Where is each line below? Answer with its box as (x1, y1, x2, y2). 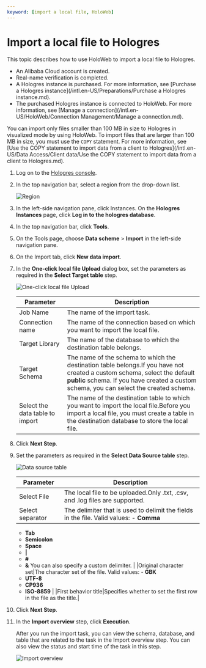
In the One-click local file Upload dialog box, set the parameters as (15, 265, 186, 272)
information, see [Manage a (15, 106, 86, 114)
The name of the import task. (67, 308, 150, 317)
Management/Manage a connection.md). (80, 112, 184, 120)
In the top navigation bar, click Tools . (15, 222, 109, 230)
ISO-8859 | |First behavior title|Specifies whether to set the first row (24, 587, 197, 595)
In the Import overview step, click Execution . (15, 618, 131, 625)
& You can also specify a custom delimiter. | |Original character (24, 562, 184, 569)
